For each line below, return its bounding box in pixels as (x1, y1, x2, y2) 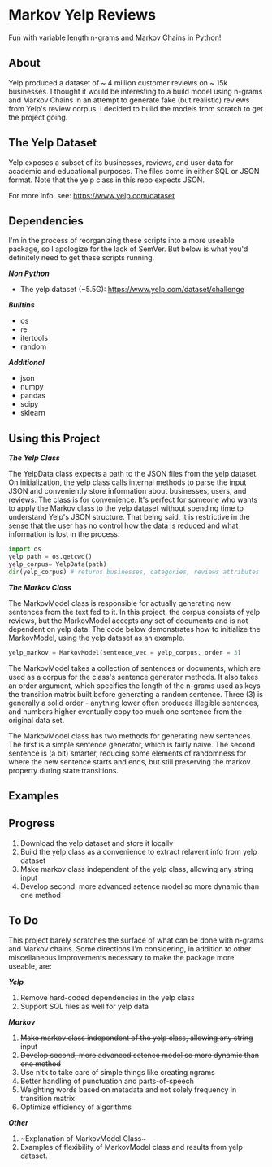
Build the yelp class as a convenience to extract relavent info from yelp (19, 847, 257, 856)
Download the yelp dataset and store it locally (19, 838, 174, 847)
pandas (19, 390, 46, 400)
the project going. (8, 112, 68, 122)
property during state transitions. (8, 765, 119, 775)
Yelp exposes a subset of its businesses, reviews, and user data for (8, 157, 234, 168)
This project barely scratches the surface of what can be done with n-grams (8, 935, 264, 945)
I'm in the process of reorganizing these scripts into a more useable (8, 236, 235, 246)
